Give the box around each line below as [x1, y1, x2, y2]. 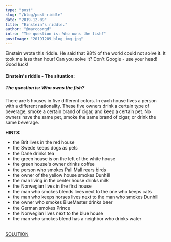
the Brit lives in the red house [12, 139, 75, 145]
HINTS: [5, 129, 22, 136]
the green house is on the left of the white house [12, 156, 116, 162]
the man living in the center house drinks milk [12, 178, 109, 184]
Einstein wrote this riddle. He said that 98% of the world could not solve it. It [5, 50, 166, 57]
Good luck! [5, 61, 29, 67]
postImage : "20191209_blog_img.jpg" [5, 36, 83, 42]
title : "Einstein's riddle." [5, 22, 68, 27]
